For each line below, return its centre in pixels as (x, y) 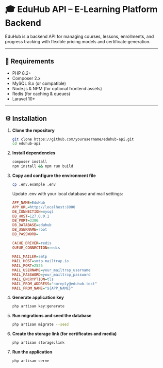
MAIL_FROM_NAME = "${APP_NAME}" (43, 288)
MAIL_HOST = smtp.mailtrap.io (40, 261)
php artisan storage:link (38, 343)
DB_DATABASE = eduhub (32, 225)
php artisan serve (31, 361)
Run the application (32, 352)
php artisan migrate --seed (40, 325)
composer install (30, 162)
